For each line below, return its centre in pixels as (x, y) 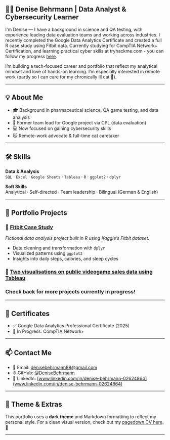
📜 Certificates (27, 313)
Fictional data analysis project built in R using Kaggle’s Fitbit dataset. (77, 238)
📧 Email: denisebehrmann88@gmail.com (55, 367)
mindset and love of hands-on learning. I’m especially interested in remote (83, 71)
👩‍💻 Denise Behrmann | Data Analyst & (66, 9)
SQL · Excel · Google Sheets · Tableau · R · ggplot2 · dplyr (63, 177)
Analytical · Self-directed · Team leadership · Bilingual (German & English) (82, 192)
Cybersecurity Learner (42, 17)
